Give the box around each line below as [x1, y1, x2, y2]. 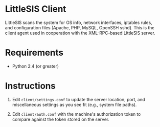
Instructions [5, 81, 56, 91]
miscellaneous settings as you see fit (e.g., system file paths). [12, 102, 137, 107]
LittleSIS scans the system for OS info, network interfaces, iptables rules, [5, 20, 153, 25]
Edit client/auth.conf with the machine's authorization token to [12, 111, 141, 117]
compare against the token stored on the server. [12, 116, 110, 122]
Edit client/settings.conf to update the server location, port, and [12, 96, 145, 102]
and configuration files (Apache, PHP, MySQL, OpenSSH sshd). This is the [5, 24, 155, 30]
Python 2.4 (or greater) [12, 63, 59, 69]
